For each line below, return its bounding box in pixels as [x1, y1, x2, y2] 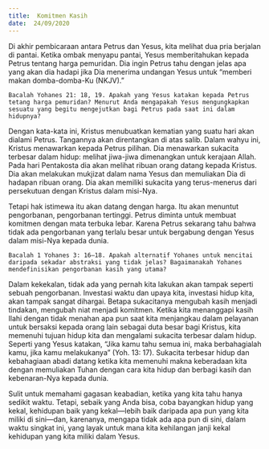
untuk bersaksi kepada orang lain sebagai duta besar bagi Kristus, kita [8, 322, 241, 332]
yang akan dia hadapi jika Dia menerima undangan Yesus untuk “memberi [8, 67, 252, 76]
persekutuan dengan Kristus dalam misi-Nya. [8, 186, 158, 195]
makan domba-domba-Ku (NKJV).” [8, 76, 124, 85]
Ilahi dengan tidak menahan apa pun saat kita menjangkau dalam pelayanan [8, 313, 259, 323]
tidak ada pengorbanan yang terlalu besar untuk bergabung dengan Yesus [8, 227, 255, 237]
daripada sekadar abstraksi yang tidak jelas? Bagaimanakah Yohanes [8, 258, 243, 266]
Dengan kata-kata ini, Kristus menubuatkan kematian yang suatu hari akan [8, 126, 255, 136]
